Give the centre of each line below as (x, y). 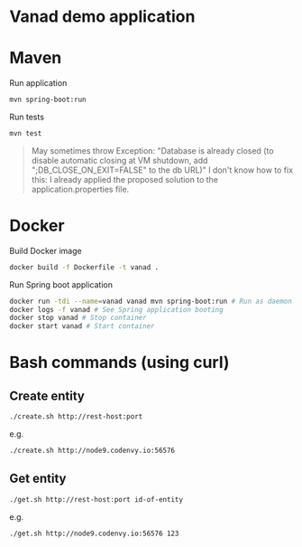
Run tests (27, 117)
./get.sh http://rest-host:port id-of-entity (96, 499)
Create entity (47, 396)
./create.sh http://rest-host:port (76, 417)
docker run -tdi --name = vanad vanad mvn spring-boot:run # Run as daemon (151, 301)
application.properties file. (80, 189)
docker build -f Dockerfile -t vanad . (84, 267)
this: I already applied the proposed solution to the (125, 179)
